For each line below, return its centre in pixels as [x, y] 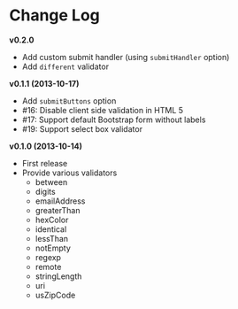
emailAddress [60, 201]
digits [45, 191]
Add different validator [65, 66]
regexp [48, 257]
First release [45, 163]
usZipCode [55, 295]
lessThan [52, 238]
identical [51, 229]
